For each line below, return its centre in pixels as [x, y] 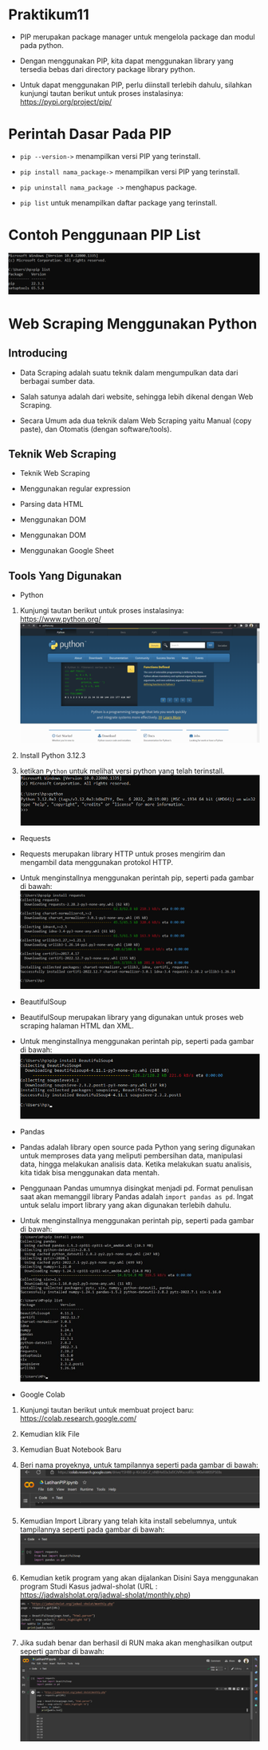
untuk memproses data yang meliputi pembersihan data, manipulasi [131, 1155]
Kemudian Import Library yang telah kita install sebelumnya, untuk [128, 1521]
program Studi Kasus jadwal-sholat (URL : [89, 1587]
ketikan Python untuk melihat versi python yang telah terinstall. [122, 771]
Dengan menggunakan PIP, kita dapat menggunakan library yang [126, 61]
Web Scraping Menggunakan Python [133, 323]
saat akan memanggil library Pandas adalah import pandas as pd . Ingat [136, 1196]
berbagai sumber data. [57, 381]
